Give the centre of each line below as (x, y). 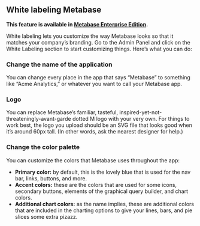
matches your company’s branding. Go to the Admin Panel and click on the (98, 42)
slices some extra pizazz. (46, 216)
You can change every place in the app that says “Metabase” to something (98, 78)
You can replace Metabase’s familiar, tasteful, (62, 112)
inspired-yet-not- (141, 112)
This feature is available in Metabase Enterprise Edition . (77, 24)
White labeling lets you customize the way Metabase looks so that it (90, 36)
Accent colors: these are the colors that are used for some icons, (96, 185)
